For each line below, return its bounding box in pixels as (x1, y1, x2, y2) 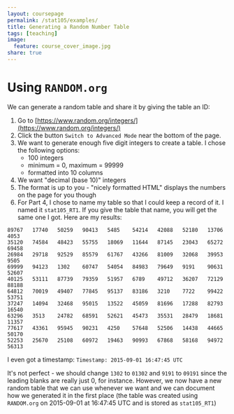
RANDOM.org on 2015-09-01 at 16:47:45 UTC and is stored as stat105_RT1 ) (7, 399, 217, 407)
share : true (7, 50, 42, 57)
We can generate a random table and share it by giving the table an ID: (7, 102, 211, 111)
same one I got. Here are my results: (17, 213, 122, 221)
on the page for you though (17, 191, 96, 199)
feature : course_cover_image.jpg (13, 43, 111, 50)
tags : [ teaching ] (7, 29, 58, 37)
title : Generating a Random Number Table (7, 23, 130, 30)
